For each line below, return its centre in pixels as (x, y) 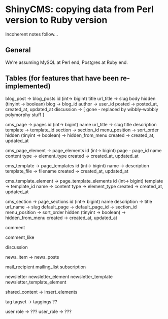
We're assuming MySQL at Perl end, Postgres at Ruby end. (67, 62)
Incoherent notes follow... (32, 34)
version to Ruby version (56, 20)
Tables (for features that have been (62, 78)
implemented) (28, 86)
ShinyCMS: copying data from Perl (79, 9)
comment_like (20, 237)
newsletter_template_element (36, 282)
